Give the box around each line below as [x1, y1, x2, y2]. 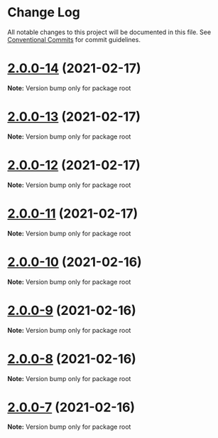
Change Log [7, 4, 80, 21]
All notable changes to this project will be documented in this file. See [7, 28, 212, 36]
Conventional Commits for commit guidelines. [7, 35, 141, 43]
